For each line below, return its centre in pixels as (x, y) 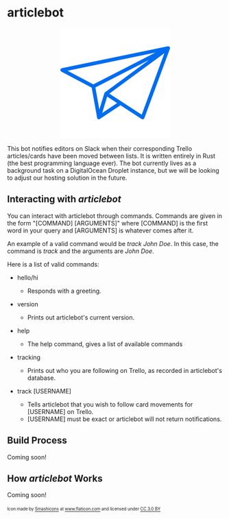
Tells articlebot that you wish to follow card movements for (110, 404)
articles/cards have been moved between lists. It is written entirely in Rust (111, 156)
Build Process (37, 440)
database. (41, 378)
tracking (29, 357)
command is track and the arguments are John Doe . (81, 251)
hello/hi (28, 277)
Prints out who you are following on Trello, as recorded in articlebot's (125, 370)
